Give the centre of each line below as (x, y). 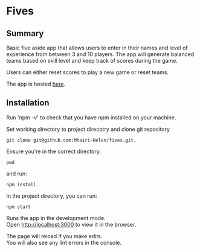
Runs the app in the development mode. (56, 218)
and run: (17, 174)
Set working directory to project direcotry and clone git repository (88, 129)
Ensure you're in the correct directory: (54, 151)
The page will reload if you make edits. (54, 236)
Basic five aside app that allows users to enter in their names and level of (97, 48)
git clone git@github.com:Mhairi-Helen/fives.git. (71, 140)
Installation (28, 103)
